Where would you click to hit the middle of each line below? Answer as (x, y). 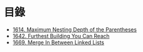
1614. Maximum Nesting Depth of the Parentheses (75, 29)
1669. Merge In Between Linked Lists (58, 42)
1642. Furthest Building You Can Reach (61, 36)
